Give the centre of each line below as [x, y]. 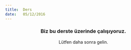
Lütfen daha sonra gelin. [83, 42]
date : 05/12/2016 [25, 14]
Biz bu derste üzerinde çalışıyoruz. [83, 31]
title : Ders [19, 10]
